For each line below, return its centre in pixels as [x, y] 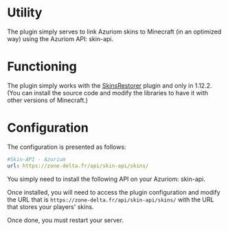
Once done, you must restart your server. [65, 220]
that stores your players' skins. [50, 206]
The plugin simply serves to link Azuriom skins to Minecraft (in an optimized [114, 32]
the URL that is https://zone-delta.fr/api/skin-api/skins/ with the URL [111, 199]
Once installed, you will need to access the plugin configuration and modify [114, 192]
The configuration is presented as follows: [67, 147]
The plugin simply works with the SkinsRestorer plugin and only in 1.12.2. [110, 85]
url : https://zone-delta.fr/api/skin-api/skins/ [78, 166]
